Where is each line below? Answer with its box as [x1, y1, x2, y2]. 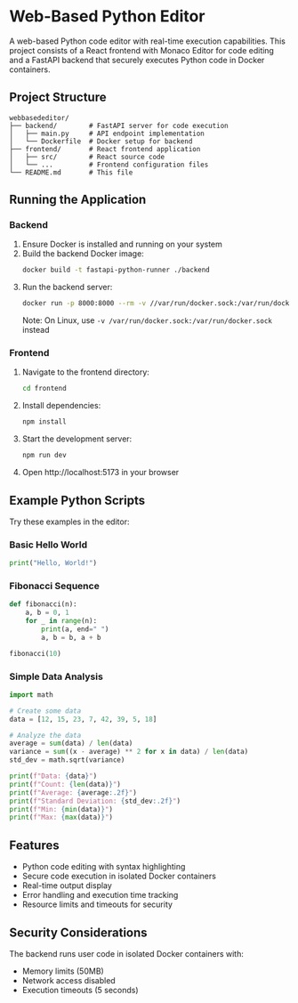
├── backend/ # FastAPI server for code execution [9, 121, 229, 130]
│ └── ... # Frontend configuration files [9, 160, 209, 169]
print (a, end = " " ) [41, 625, 109, 634]
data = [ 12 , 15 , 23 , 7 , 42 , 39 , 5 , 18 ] [9, 715, 157, 724]
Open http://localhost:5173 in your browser [21, 467, 180, 478]
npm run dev [21, 451, 67, 460]
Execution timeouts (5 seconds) [21, 984, 140, 995]
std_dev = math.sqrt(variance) [9, 756, 125, 764]
